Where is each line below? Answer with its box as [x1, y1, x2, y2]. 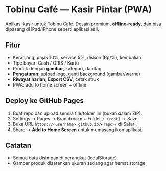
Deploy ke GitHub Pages [5, 96, 84, 105]
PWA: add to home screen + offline [12, 81, 87, 88]
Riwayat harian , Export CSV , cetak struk [12, 76, 99, 82]
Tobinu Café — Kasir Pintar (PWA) [5, 4, 152, 15]
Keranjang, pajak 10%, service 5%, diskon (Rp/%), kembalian [12, 54, 141, 60]
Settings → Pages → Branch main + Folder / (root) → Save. [12, 115, 139, 121]
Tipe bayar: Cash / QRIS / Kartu [12, 60, 79, 66]
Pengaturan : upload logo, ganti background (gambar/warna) [12, 71, 140, 77]
